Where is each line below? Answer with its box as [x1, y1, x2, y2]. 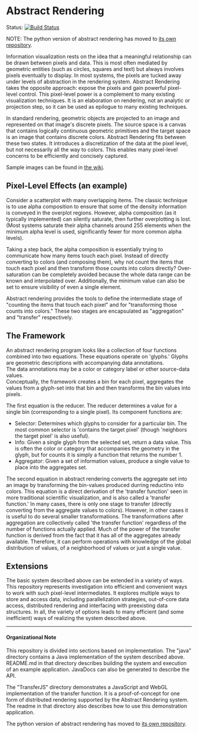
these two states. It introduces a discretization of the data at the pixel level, [6, 140, 189, 147]
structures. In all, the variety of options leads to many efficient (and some [6, 608, 184, 615]
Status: [6, 24, 24, 31]
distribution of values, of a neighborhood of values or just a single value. [6, 544, 182, 551]
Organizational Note [6, 634, 57, 641]
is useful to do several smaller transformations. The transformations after [6, 513, 184, 520]
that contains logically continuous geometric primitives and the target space [6, 127, 191, 134]
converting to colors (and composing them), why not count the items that [6, 258, 184, 265]
